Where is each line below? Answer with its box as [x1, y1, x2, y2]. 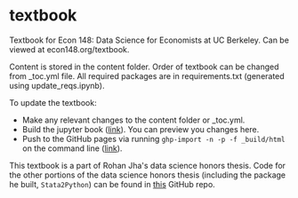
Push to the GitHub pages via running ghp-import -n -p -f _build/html [21, 133, 286, 144]
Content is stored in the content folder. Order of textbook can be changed [9, 61, 279, 72]
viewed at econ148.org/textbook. [9, 44, 130, 54]
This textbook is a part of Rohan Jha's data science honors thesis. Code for [9, 160, 286, 170]
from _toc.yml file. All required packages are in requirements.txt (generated [9, 70, 285, 81]
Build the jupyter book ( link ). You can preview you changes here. [21, 123, 260, 134]
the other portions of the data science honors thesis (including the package [9, 170, 286, 180]
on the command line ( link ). [21, 143, 123, 154]
